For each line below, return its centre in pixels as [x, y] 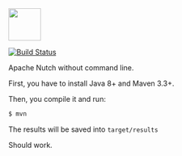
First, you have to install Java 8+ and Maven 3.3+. [91, 83]
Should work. [30, 145]
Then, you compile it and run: [57, 99]
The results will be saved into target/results [83, 129]
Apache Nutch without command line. [71, 67]
